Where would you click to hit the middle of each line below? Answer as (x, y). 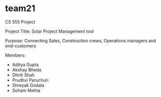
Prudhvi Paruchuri (30, 80)
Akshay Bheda (27, 70)
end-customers (21, 46)
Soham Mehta (26, 90)
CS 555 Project (20, 22)
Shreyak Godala (28, 85)
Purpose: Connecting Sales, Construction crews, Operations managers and (80, 40)
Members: (15, 55)
